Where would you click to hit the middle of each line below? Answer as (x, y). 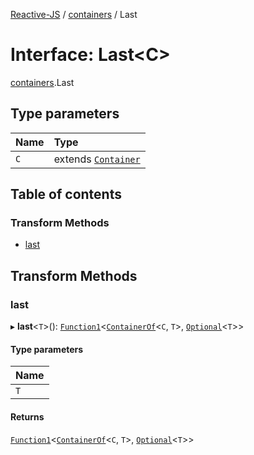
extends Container (97, 159)
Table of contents (66, 194)
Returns (27, 416)
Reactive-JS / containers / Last (74, 14)
